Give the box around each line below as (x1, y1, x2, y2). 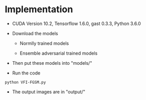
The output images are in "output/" (12, 88, 85, 95)
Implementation (5, 4, 73, 15)
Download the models (12, 30, 59, 36)
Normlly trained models (19, 40, 69, 46)
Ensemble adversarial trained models (19, 50, 98, 56)
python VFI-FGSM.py (5, 80, 46, 85)
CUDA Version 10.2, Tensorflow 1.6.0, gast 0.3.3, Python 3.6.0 (12, 20, 141, 27)
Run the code (12, 70, 41, 76)
